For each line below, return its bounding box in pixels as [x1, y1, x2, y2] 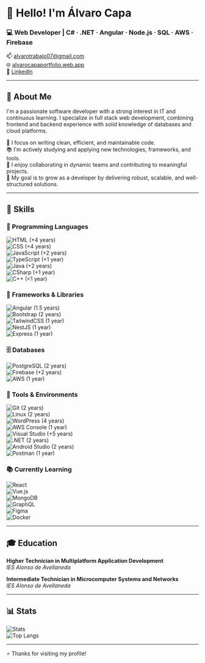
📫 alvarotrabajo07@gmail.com [6, 53, 84, 60]
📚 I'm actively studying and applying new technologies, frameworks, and [6, 146, 191, 153]
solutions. [34, 181, 59, 188]
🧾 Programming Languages [6, 222, 88, 231]
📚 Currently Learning [6, 465, 72, 473]
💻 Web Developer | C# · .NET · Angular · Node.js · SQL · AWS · [6, 28, 193, 37]
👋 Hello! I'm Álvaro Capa [6, 6, 132, 20]
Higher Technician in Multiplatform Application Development [6, 557, 164, 564]
